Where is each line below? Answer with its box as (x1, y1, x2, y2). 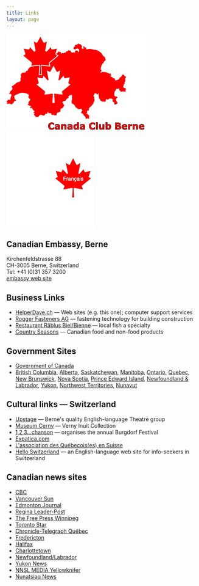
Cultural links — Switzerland (6, 399, 117, 409)
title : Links (6, 10, 40, 16)
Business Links (6, 292, 65, 302)
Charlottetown (15, 547, 51, 554)
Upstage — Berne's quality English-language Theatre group (15, 416, 166, 423)
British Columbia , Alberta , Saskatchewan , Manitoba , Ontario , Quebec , (15, 368, 190, 376)
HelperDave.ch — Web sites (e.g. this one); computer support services (15, 309, 193, 316)
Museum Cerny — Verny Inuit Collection (15, 422, 116, 429)
